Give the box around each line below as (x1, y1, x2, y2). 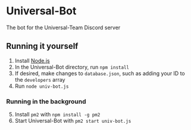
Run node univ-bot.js (14, 82, 69, 89)
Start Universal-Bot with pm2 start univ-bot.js (14, 117, 131, 125)
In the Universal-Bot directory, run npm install (14, 63, 130, 70)
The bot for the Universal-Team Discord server (6, 24, 121, 31)
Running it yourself (6, 41, 79, 51)
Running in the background (6, 97, 86, 106)
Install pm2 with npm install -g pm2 (14, 111, 101, 118)
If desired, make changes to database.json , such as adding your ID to (14, 70, 186, 77)
